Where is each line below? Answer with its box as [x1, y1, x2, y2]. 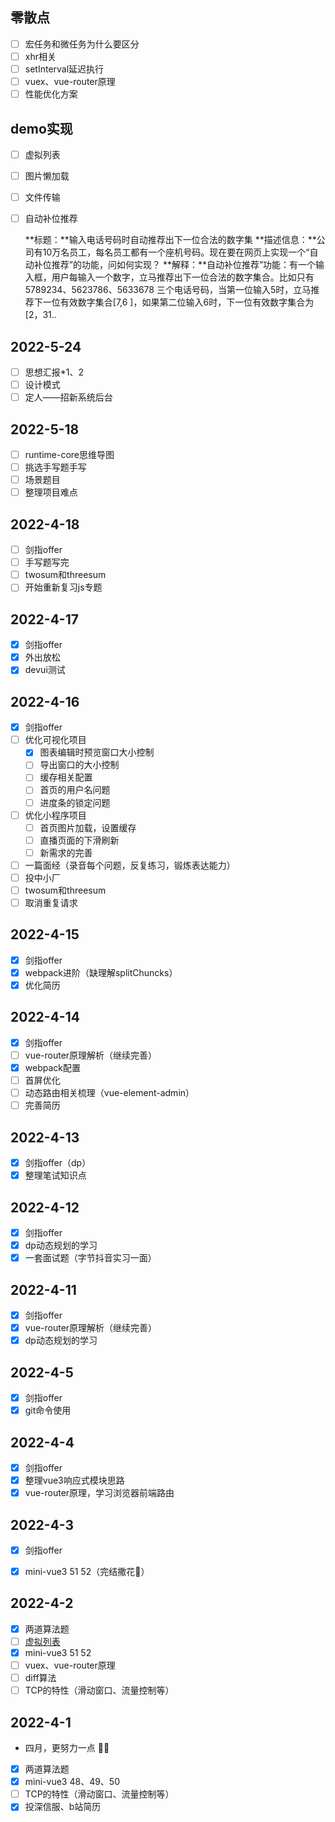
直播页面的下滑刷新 [39, 834, 120, 846]
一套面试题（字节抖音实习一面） [24, 1252, 157, 1264]
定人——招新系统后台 [24, 391, 113, 403]
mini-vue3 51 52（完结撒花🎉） [24, 1566, 150, 1577]
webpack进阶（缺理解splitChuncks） [24, 966, 178, 978]
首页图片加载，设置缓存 [39, 821, 137, 833]
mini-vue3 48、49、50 [24, 1776, 120, 1788]
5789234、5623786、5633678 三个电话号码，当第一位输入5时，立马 [24, 284, 312, 296]
